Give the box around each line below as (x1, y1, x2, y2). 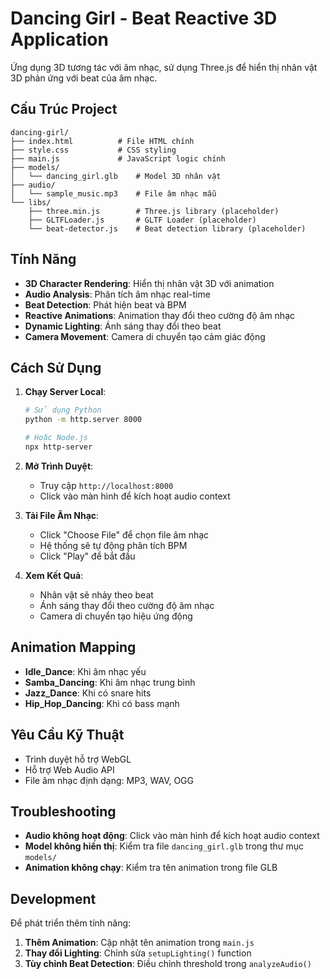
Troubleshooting (10, 803, 117, 820)
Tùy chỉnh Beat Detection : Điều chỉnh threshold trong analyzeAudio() (24, 958, 312, 970)
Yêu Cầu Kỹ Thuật (10, 727, 125, 744)
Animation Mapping (10, 639, 137, 656)
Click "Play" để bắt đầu (39, 550, 136, 562)
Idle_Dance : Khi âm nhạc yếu (24, 665, 147, 677)
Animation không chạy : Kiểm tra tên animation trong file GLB (24, 862, 278, 874)
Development (10, 890, 97, 907)
